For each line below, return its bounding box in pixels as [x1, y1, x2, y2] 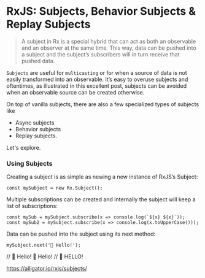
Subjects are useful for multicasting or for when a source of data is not [6, 69, 187, 76]
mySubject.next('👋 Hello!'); [6, 242, 81, 249]
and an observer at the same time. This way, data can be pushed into [21, 44, 196, 52]
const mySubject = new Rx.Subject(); [6, 185, 103, 191]
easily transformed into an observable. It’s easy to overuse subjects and [6, 75, 188, 83]
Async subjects [15, 118, 55, 126]
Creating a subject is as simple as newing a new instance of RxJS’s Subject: [6, 173, 198, 180]
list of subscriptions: [6, 203, 58, 210]
